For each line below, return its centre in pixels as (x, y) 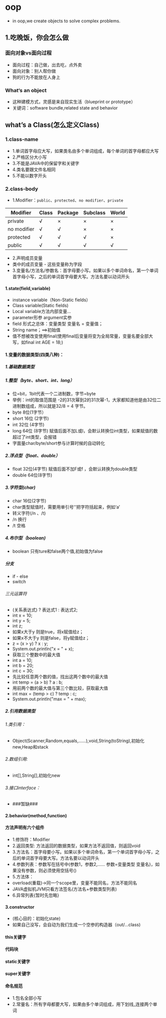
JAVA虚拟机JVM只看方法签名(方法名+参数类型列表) (65, 889)
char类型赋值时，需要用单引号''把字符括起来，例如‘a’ (66, 507)
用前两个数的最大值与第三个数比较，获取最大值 (60, 688)
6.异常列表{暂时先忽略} (36, 895)
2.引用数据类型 (20, 711)
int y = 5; (21, 621)
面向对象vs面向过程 (28, 53)
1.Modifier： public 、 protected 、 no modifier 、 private (68, 200)
